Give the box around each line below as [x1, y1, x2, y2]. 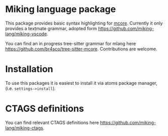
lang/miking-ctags [5, 124, 43, 131]
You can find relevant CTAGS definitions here [5, 119, 99, 125]
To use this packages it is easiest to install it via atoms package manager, [5, 80, 157, 86]
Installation [5, 64, 53, 75]
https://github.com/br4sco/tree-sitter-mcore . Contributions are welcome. [5, 46, 157, 52]
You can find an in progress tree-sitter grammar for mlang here [5, 40, 136, 46]
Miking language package [5, 4, 116, 15]
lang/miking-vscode [5, 31, 47, 37]
